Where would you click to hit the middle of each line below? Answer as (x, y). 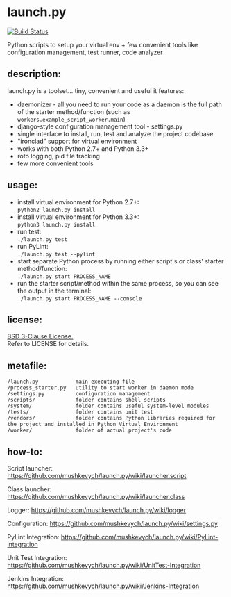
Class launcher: (29, 489)
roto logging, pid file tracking (59, 156)
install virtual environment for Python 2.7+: (78, 202)
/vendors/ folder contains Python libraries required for (111, 418)
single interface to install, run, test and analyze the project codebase (115, 133)
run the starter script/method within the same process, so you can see (118, 283)
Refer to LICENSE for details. (48, 344)
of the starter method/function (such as (74, 111)
